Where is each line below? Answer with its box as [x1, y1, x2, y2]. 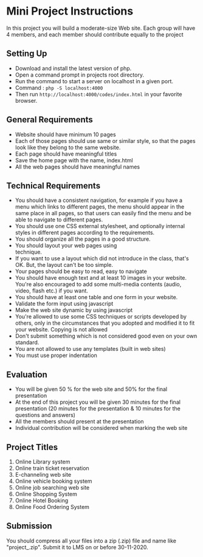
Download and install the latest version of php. [15, 64, 132, 72]
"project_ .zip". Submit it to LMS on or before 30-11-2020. [6, 543, 149, 551]
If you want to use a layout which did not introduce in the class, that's [15, 255, 190, 262]
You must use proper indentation [15, 351, 97, 359]
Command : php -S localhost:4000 [15, 84, 103, 91]
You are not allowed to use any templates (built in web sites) [15, 345, 166, 353]
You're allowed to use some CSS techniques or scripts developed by [15, 313, 187, 320]
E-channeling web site [15, 471, 72, 478]
